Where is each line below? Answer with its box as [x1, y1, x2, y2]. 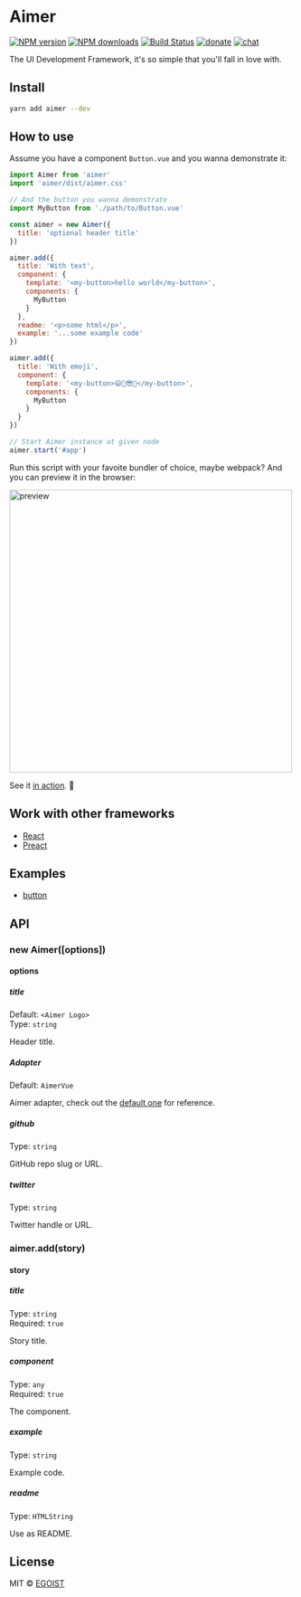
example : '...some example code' [17, 328, 144, 338]
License [9, 1554, 55, 1569]
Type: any [9, 1378, 45, 1390]
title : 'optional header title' [17, 228, 140, 237]
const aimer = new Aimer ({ [9, 220, 111, 229]
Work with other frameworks [9, 806, 175, 822]
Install [9, 80, 45, 96]
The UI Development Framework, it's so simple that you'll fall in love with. [9, 53, 282, 64]
